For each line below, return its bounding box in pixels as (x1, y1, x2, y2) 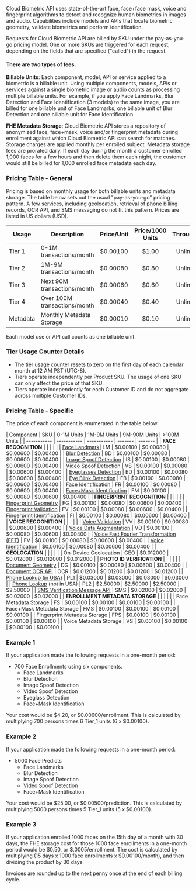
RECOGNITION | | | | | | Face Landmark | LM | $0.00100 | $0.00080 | (6, 444, 169, 451)
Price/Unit (100, 230, 129, 238)
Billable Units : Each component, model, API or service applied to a (6, 74, 166, 81)
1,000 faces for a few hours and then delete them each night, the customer (6, 153, 186, 160)
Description (51, 230, 85, 238)
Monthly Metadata (40, 311, 91, 319)
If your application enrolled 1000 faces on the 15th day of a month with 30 (6, 833, 184, 840)
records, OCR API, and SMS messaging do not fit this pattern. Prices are (6, 206, 180, 213)
